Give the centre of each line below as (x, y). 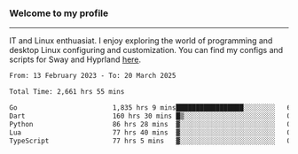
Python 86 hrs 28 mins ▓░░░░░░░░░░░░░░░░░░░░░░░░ (142, 124)
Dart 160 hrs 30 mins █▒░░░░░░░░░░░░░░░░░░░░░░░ (142, 116)
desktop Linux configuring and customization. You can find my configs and (146, 50)
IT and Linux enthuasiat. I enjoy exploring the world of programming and (141, 41)
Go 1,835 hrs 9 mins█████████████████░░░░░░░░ (142, 108)
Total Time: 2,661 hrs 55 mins (67, 92)
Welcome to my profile (59, 13)
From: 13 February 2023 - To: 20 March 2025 (93, 76)
